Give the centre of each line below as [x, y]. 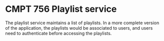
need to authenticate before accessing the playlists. [58, 33]
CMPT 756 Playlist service [61, 9]
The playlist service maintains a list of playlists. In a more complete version [82, 23]
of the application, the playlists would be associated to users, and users [79, 28]
